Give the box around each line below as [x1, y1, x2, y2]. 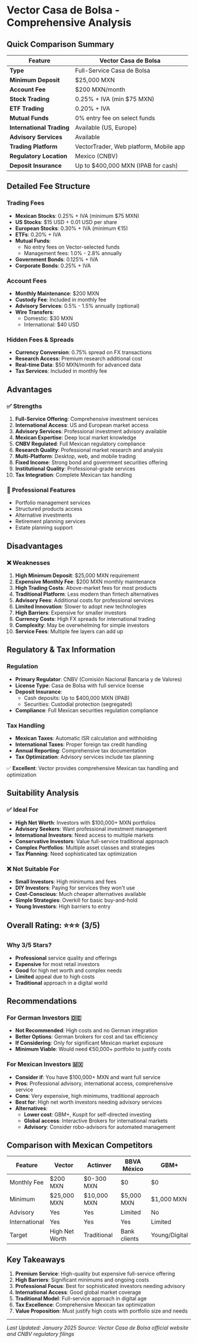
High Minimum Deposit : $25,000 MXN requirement [15, 572, 140, 579]
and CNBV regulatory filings [6, 1331, 75, 1338]
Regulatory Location [9, 152, 68, 160]
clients [120, 1235, 139, 1243]
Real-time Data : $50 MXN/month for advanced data [15, 361, 141, 369]
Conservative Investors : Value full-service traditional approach [15, 837, 169, 844]
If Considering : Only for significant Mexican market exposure [15, 1039, 163, 1046]
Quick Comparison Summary [6, 39, 115, 49]
